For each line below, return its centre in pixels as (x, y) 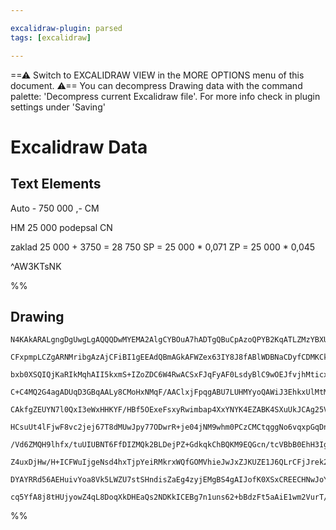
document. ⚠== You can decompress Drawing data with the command (156, 85)
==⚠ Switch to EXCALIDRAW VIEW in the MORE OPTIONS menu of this (157, 75)
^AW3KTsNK (36, 266)
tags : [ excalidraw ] (51, 37)
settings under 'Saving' (58, 107)
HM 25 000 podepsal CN (61, 227)
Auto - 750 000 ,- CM (55, 208)
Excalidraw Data (79, 147)
